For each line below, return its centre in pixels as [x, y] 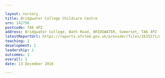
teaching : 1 [17, 41]
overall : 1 [16, 59]
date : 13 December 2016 [29, 64]
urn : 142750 [17, 23]
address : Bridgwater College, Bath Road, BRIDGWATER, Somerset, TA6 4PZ [81, 32]
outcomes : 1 [17, 55]
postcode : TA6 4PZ [24, 27]
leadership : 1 [20, 50]
